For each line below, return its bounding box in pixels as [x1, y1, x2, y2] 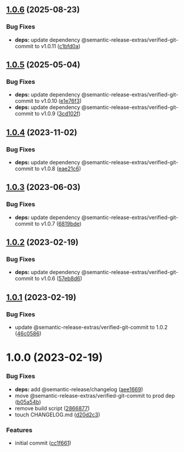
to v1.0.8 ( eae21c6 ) [35, 165, 82, 172]
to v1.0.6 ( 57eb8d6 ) [35, 275, 82, 282]
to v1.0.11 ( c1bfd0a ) [35, 42, 81, 49]
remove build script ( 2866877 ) [14, 404, 91, 412]
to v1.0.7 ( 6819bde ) [35, 220, 82, 227]
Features [6, 426, 33, 434]
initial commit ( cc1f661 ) [14, 439, 71, 446]
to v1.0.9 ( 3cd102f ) [35, 110, 81, 117]
